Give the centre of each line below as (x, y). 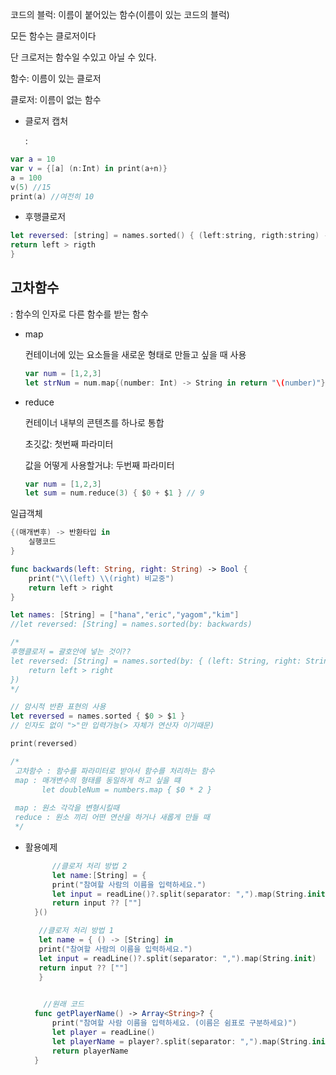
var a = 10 (33, 159)
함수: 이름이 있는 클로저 (56, 78)
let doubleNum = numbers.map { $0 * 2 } (127, 789)
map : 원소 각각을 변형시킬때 (67, 808)
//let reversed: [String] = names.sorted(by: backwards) (131, 624)
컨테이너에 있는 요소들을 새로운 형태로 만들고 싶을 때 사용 (135, 354)
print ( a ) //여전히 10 (52, 196)
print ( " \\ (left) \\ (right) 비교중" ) (101, 578)
